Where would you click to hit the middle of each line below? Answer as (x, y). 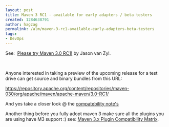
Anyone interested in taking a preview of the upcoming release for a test (81, 73)
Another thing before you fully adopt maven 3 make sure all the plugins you (85, 114)
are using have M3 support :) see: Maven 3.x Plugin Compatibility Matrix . (82, 119)
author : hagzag (22, 24)
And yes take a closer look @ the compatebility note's (62, 103)
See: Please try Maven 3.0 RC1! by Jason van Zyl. (58, 53)
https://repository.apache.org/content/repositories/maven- (67, 88)
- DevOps (15, 39)
